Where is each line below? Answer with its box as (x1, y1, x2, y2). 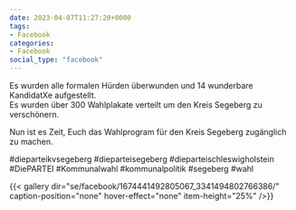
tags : (9, 22, 30, 31)
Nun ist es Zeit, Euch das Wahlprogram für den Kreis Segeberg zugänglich (9, 127, 287, 137)
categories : (9, 38, 54, 48)
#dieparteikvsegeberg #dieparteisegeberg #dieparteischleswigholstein (9, 154, 274, 164)
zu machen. (9, 137, 53, 147)
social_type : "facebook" (9, 55, 103, 64)
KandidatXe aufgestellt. (9, 90, 97, 100)
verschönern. (9, 110, 60, 119)
